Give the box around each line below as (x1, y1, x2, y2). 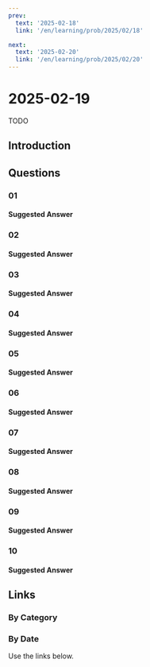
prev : (8, 11, 26, 20)
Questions (8, 166, 61, 180)
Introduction (8, 139, 71, 153)
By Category (8, 612, 58, 623)
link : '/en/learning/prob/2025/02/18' (15, 26, 144, 34)
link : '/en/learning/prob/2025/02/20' (15, 56, 144, 64)
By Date (8, 634, 40, 645)
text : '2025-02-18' (15, 19, 80, 27)
